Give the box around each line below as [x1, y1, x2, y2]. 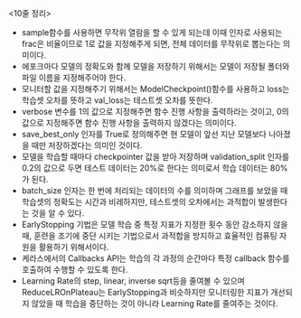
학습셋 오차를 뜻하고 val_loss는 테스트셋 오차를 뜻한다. [21, 95, 213, 106]
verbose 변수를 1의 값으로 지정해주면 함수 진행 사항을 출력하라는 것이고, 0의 [21, 107, 290, 117]
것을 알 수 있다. [31, 208, 85, 219]
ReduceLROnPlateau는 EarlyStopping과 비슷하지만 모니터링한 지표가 [21, 287, 269, 297]
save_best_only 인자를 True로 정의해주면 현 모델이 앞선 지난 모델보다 [21, 129, 268, 139]
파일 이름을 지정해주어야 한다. [21, 72, 127, 83]
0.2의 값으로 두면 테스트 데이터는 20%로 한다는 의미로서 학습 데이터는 [21, 163, 268, 173]
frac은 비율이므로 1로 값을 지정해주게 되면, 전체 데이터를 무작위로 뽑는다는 [21, 39, 281, 49]
